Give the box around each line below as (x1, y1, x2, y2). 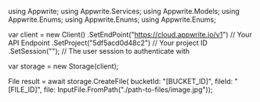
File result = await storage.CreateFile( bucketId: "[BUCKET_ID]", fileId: (8, 77, 233, 86)
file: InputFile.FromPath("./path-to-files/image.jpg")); (43, 85, 213, 94)
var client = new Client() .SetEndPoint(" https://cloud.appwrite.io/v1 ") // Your (8, 30, 252, 39)
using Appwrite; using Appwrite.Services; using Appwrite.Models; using (8, 7, 240, 16)
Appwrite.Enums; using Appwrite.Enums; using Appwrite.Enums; (8, 15, 217, 24)
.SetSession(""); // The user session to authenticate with (8, 47, 190, 55)
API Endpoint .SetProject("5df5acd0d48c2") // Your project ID (8, 38, 208, 47)
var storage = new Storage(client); (8, 62, 119, 71)
